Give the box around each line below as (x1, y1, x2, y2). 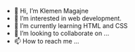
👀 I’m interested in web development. (13, 14, 122, 22)
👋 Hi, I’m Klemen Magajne (13, 7, 89, 15)
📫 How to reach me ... (13, 37, 79, 45)
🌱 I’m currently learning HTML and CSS (13, 22, 128, 30)
